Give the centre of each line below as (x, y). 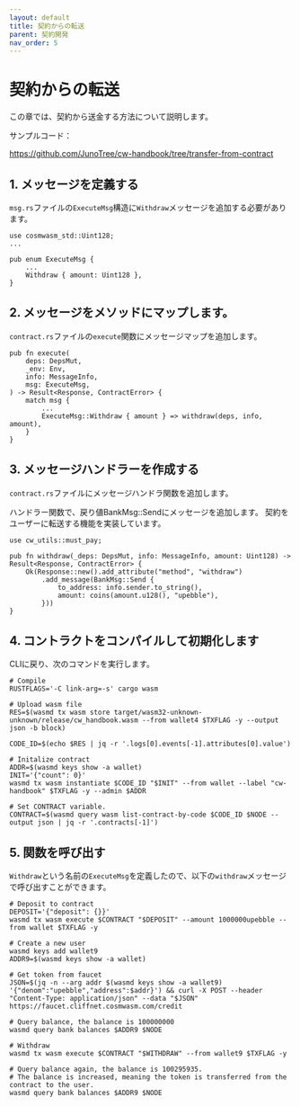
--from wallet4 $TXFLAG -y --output (211, 720)
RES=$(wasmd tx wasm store (60, 713)
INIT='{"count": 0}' (48, 776)
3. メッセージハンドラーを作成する (104, 470)
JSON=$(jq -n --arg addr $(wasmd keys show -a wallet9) (116, 983)
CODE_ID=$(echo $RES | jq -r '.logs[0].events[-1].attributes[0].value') (150, 744)
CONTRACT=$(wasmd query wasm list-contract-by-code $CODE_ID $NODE (138, 815)
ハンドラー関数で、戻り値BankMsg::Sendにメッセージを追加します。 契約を (149, 512)
